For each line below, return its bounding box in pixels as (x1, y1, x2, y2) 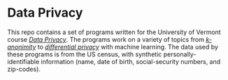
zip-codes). (7, 65, 41, 73)
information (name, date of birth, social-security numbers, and (41, 57, 221, 65)
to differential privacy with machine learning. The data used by (37, 42, 219, 51)
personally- (163, 50, 197, 58)
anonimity (7, 42, 36, 51)
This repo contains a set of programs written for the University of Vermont (7, 28, 222, 36)
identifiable (7, 57, 40, 65)
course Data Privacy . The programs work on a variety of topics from (7, 35, 205, 43)
